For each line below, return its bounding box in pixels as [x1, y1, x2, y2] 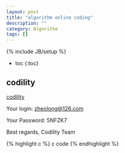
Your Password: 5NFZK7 [6, 116, 68, 124]
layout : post [6, 8, 39, 15]
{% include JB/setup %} [6, 48, 66, 55]
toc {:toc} [14, 60, 39, 67]
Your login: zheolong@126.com [6, 105, 84, 112]
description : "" [6, 20, 47, 26]
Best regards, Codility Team [6, 128, 75, 135]
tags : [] [6, 31, 28, 37]
